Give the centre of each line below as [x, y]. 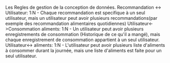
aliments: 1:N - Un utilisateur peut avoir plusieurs [92, 29]
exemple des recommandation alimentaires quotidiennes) [66, 23]
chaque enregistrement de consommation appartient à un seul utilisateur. [82, 40]
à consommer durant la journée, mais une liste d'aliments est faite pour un [84, 51]
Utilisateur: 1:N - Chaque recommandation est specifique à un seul [75, 13]
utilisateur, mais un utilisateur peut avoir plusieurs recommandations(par [81, 18]
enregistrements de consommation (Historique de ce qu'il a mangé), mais [83, 34]
